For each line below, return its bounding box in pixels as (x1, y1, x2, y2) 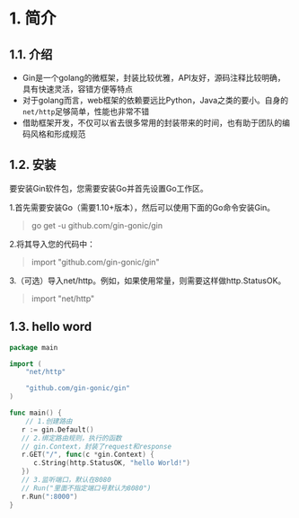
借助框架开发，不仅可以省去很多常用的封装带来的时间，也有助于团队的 (22, 118, 283, 128)
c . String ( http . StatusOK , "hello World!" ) (32, 459, 191, 468)
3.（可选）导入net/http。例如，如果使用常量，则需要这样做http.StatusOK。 (9, 275, 286, 286)
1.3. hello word (9, 319, 92, 335)
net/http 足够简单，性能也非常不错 (22, 106, 150, 117)
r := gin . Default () (21, 424, 94, 434)
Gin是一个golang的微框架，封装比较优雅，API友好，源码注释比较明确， (22, 73, 286, 83)
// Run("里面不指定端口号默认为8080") (21, 483, 152, 493)
